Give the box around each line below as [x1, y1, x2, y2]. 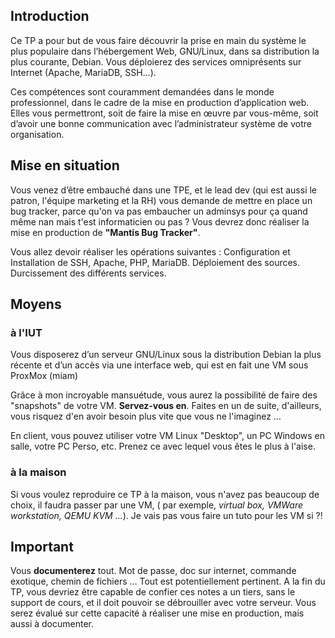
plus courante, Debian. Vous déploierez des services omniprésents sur [10, 55, 302, 68]
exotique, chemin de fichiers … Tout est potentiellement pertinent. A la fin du [10, 575, 326, 588]
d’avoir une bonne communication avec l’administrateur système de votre [10, 117, 312, 129]
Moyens [10, 296, 62, 313]
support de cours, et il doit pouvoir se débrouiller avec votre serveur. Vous [10, 597, 317, 609]
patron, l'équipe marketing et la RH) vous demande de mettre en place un [10, 194, 313, 206]
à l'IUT [10, 325, 43, 339]
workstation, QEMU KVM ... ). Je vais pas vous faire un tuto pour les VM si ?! [10, 509, 323, 521]
